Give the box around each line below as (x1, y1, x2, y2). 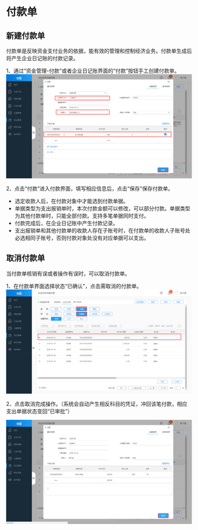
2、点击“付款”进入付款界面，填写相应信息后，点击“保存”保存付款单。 (6, 185, 174, 192)
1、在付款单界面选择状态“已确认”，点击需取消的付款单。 (6, 282, 143, 289)
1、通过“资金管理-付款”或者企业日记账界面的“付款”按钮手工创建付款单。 (6, 67, 180, 74)
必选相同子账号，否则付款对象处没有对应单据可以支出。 (14, 234, 149, 241)
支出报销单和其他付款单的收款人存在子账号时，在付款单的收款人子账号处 (14, 227, 190, 234)
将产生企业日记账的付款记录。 (6, 55, 78, 62)
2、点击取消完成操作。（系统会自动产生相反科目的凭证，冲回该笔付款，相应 (6, 400, 187, 407)
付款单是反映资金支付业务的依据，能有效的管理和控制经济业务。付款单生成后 (6, 48, 192, 54)
